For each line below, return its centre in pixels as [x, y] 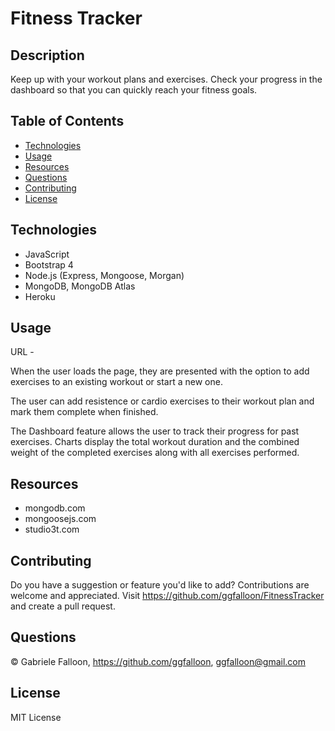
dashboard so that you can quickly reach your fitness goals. [134, 90]
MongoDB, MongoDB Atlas [80, 286]
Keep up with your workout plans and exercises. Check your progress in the [166, 79]
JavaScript [47, 254]
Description [47, 55]
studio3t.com [52, 529]
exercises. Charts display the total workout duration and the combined [155, 442]
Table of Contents [67, 121]
